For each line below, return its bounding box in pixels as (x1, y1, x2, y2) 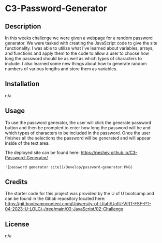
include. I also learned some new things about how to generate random (5, 61, 147, 66)
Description (5, 22, 41, 30)
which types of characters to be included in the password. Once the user (5, 130, 151, 136)
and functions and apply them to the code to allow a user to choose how (5, 50, 149, 56)
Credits (5, 178, 28, 186)
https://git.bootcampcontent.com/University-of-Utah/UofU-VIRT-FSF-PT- (5, 201, 151, 207)
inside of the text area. (5, 140, 50, 146)
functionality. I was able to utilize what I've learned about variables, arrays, (5, 46, 154, 51)
